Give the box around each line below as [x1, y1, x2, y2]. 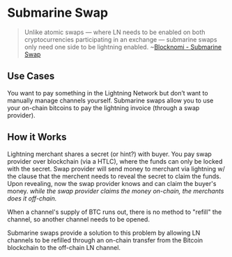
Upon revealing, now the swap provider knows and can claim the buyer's [7, 179, 217, 187]
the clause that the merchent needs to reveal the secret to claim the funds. [7, 172, 222, 180]
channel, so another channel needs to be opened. [7, 215, 150, 224]
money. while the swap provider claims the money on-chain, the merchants [7, 187, 224, 195]
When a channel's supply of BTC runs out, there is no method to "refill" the [7, 208, 222, 216]
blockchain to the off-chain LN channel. [7, 243, 121, 251]
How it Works [7, 131, 67, 143]
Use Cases [7, 70, 55, 82]
